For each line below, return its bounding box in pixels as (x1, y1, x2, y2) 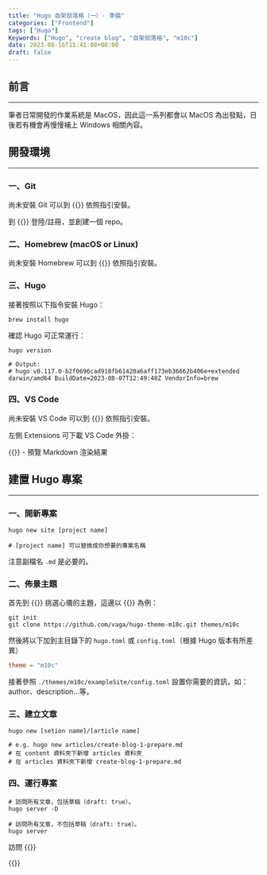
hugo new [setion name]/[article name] (8, 727, 141, 735)
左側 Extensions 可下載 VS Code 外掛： (8, 430, 137, 439)
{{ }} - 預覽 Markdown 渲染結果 (8, 447, 108, 457)
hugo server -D (8, 804, 59, 813)
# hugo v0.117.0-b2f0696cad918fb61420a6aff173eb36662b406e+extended (8, 367, 240, 375)
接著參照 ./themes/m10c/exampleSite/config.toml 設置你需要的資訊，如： (8, 677, 249, 687)
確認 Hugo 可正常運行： (8, 331, 86, 340)
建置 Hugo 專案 (8, 473, 83, 486)
